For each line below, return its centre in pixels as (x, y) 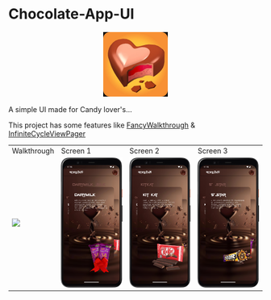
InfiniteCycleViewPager (47, 133)
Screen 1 (76, 151)
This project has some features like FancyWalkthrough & (102, 125)
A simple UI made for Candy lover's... (71, 109)
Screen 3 (213, 151)
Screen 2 (144, 151)
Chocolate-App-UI (71, 14)
